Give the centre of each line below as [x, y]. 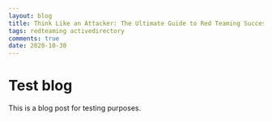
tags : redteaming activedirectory [67, 31]
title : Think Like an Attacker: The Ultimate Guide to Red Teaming [125, 23]
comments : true [34, 38]
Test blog [40, 86]
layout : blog [30, 16]
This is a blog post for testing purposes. [75, 108]
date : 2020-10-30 [38, 46]
